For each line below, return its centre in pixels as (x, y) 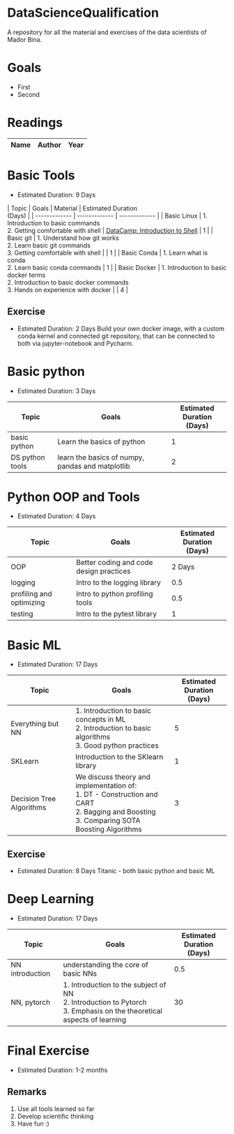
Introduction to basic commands (54, 223)
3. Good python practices (117, 746)
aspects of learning (95, 1020)
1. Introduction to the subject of (115, 985)
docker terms (26, 275)
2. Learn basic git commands (49, 245)
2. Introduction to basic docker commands (68, 282)
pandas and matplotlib (94, 466)
